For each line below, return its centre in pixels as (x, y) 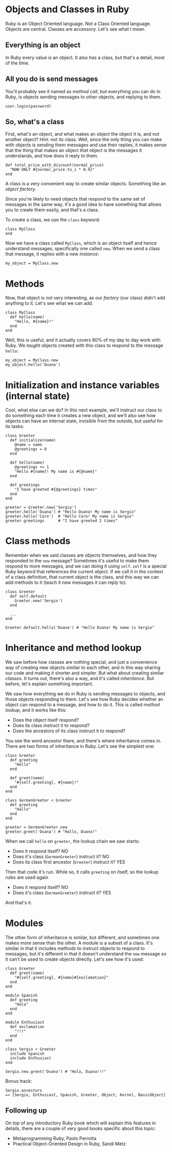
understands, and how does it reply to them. (52, 156)
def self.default (28, 596)
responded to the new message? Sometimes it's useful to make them (77, 561)
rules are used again (27, 877)
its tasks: (15, 426)
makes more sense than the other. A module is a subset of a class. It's (79, 943)
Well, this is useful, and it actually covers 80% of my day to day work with (83, 340)
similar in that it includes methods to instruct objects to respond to (75, 948)
